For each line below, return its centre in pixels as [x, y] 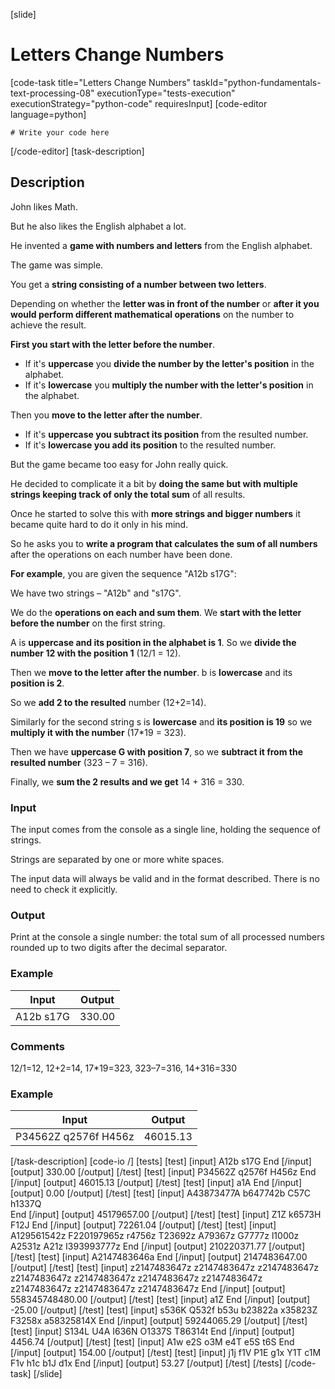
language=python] [48, 114]
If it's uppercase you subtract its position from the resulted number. [166, 434]
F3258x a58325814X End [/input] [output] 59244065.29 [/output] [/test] [159, 1321]
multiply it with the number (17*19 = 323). [98, 732]
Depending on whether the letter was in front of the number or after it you [165, 303]
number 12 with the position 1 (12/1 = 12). [96, 653]
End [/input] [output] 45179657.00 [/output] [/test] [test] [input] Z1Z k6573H [166, 1215]
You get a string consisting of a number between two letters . [138, 284]
